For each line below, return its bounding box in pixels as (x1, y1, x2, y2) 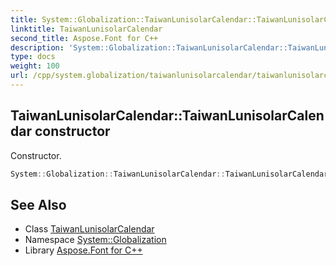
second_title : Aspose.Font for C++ (10, 33, 159, 43)
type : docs (10, 52, 56, 62)
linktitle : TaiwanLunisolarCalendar (10, 24, 163, 34)
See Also (10, 196, 67, 213)
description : (10, 42, 65, 53)
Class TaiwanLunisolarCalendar (24, 223, 155, 235)
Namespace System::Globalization (24, 234, 167, 246)
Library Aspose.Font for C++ (24, 244, 143, 256)
